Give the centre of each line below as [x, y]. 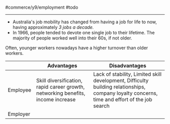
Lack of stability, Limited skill [127, 74]
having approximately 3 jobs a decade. [53, 27]
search [101, 106]
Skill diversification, [59, 80]
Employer [19, 114]
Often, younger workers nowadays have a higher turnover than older [77, 48]
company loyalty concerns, [125, 93]
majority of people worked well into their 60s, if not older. [72, 38]
